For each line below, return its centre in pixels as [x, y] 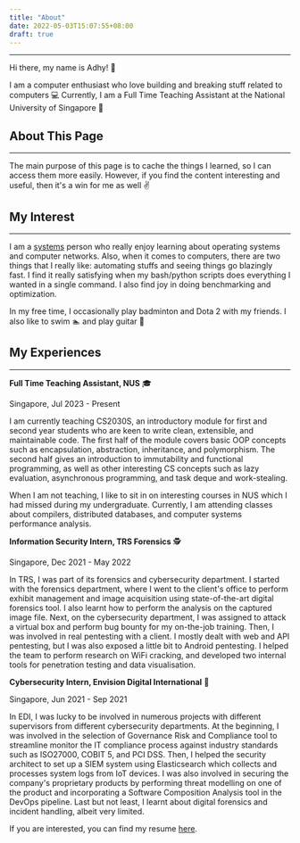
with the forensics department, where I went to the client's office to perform [149, 589]
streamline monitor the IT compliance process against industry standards [144, 745]
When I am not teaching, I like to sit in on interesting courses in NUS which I [148, 495]
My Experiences [55, 353]
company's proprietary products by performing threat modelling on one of [146, 782]
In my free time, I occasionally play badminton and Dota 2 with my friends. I [148, 311]
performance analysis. [50, 524]
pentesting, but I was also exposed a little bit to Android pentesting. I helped [149, 645]
